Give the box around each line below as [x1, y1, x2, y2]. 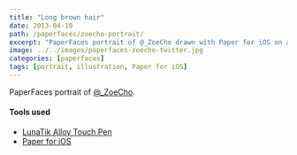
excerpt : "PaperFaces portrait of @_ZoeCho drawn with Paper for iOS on [9, 37, 283, 47]
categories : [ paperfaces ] [9, 54, 104, 63]
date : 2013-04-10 [9, 21, 73, 30]
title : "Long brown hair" [9, 12, 104, 22]
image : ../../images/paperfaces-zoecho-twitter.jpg [9, 46, 203, 55]
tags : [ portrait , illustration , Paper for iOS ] [9, 63, 188, 72]
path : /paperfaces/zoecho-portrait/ [9, 29, 144, 38]
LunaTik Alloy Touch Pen [21, 127, 112, 137]
